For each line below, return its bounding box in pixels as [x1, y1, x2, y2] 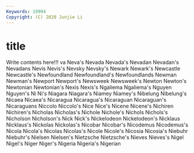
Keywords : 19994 [6, 8, 46, 15]
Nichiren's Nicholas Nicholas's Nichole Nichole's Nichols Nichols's [6, 109, 168, 116]
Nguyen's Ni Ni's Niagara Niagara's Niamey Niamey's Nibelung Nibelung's [6, 90, 187, 97]
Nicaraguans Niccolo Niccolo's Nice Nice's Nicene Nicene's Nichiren [6, 102, 174, 109]
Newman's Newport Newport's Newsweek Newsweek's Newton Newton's [6, 78, 187, 85]
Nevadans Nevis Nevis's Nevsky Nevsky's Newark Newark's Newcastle [6, 65, 181, 72]
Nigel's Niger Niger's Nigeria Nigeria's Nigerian [6, 140, 121, 147]
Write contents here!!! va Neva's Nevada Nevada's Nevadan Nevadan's [6, 59, 179, 66]
